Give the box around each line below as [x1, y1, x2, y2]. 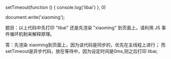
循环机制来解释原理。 [9, 31, 55, 37]
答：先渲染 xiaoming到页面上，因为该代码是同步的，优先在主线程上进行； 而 [5, 42, 166, 48]
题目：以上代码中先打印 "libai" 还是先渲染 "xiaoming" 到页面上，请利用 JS [5, 25, 161, 31]
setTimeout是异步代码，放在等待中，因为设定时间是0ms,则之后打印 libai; [5, 48, 158, 54]
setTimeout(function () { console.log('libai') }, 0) [5, 5, 106, 10]
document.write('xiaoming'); [5, 14, 65, 20]
